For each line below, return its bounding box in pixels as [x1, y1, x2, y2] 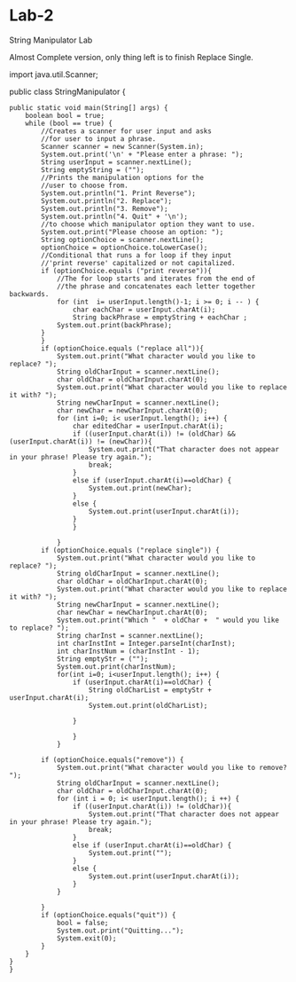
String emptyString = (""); [41, 165, 144, 174]
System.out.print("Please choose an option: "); [41, 227, 224, 236]
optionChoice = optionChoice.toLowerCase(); [41, 243, 208, 252]
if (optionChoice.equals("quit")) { [41, 910, 176, 919]
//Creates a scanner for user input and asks [41, 126, 213, 136]
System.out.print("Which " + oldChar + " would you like [56, 616, 279, 625]
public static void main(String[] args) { [9, 103, 168, 112]
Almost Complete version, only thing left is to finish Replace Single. [9, 51, 254, 62]
